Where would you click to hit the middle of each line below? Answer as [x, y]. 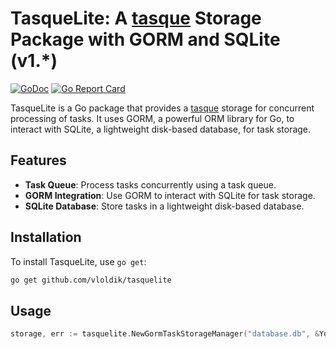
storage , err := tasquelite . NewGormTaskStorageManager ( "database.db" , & [165, 334]
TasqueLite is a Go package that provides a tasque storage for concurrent [162, 108]
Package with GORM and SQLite [145, 39]
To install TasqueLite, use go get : [78, 261]
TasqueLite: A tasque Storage [136, 18]
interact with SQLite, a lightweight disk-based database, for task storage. [161, 129]
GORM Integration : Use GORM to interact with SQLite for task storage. [170, 195]
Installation [46, 237]
